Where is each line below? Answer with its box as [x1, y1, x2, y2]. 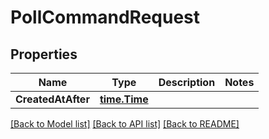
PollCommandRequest [10, 6, 201, 29]
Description [158, 76, 216, 89]
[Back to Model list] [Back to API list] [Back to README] [10, 118, 240, 130]
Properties [10, 46, 78, 63]
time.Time [99, 92, 149, 106]
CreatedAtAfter [15, 92, 90, 106]
